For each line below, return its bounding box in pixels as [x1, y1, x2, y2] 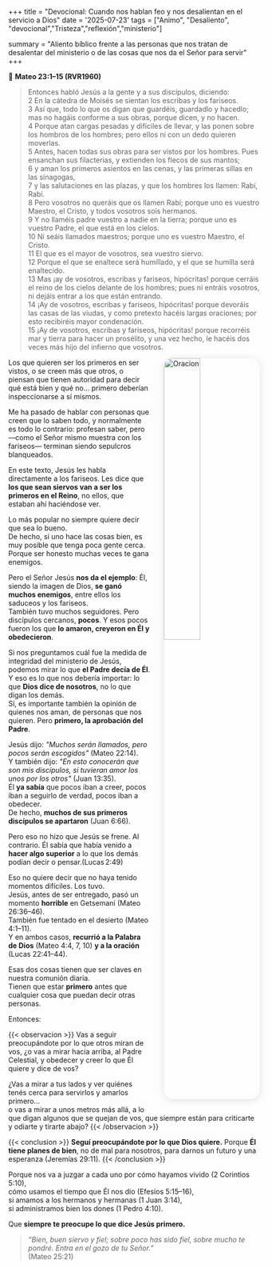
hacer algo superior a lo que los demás [8, 849, 139, 858]
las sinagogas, [27, 172, 76, 182]
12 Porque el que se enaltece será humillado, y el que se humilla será [27, 258, 255, 266]
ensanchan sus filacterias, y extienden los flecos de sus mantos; [27, 155, 241, 165]
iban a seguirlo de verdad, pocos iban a [8, 791, 139, 800]
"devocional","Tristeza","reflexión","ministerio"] [8, 24, 163, 33]
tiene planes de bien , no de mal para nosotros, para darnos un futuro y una [8, 1146, 257, 1155]
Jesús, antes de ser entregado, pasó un [8, 890, 140, 899]
